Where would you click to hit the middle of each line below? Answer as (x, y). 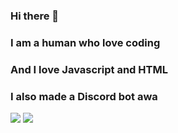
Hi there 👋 (35, 16)
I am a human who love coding (85, 42)
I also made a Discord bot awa (84, 96)
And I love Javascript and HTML (89, 69)
